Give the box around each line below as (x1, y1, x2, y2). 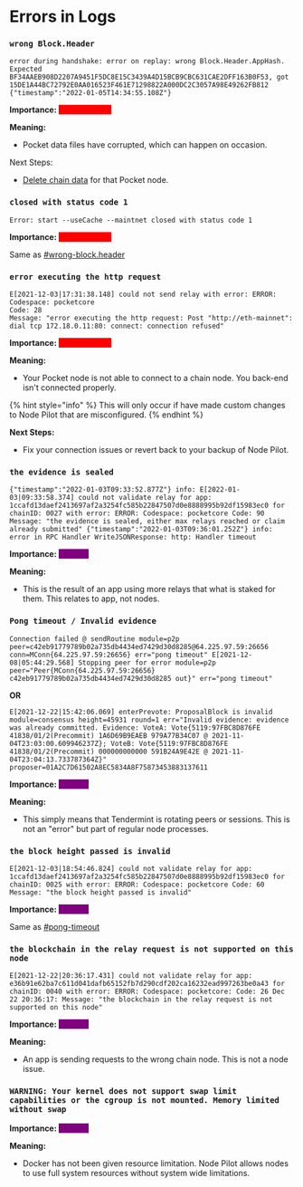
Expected (9, 65, 43, 74)
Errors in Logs (9, 6, 117, 27)
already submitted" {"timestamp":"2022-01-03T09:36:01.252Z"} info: (9, 525, 273, 534)
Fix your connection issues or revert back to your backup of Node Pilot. (22, 445, 289, 455)
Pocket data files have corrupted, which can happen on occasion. (22, 139, 268, 150)
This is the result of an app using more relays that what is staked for (22, 584, 276, 595)
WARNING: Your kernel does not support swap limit (9, 1086, 237, 1096)
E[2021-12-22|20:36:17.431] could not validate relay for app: (9, 972, 253, 981)
